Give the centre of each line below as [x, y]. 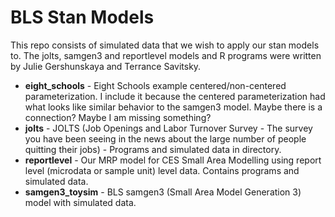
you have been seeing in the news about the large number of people [165, 138]
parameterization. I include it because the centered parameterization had [175, 96]
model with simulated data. [80, 202]
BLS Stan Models [82, 17]
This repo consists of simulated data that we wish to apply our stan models [165, 45]
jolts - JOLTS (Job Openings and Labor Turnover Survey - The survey [168, 128]
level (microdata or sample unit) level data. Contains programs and [162, 170]
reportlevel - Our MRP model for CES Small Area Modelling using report [173, 160]
